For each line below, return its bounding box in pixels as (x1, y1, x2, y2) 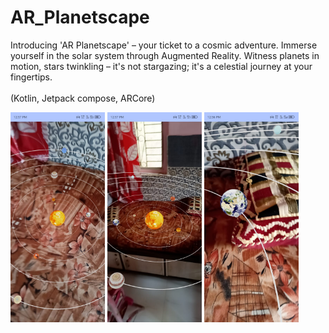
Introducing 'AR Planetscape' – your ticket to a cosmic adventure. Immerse (10, 39, 318, 51)
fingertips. (10, 71, 53, 83)
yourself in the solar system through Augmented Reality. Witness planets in (10, 49, 320, 61)
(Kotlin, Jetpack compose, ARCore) (10, 92, 156, 104)
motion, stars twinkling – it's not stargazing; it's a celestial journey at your (10, 60, 313, 72)
